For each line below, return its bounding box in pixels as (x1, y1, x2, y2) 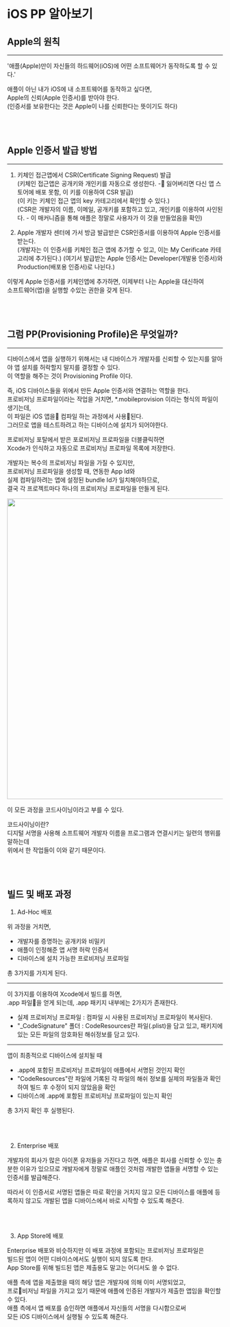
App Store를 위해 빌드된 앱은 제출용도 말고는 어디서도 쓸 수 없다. (7, 1264, 179, 1272)
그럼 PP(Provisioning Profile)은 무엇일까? (7, 328, 179, 340)
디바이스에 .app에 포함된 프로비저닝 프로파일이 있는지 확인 (16, 1092, 172, 1100)
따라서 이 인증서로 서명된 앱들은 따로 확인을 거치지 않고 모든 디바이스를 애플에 (7, 1188, 214, 1196)
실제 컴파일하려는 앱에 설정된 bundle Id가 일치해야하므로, (7, 476, 159, 484)
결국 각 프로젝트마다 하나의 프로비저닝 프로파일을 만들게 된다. (7, 484, 170, 492)
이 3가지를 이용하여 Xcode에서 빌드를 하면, (7, 990, 122, 999)
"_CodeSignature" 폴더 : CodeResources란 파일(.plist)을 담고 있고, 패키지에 (16, 1022, 223, 1030)
